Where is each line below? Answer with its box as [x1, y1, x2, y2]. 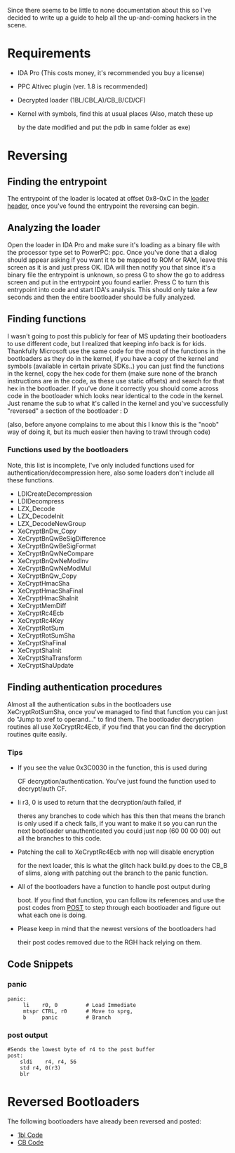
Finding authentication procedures [7, 681, 163, 694]
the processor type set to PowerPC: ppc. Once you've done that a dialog [7, 248, 217, 256]
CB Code [17, 1138, 44, 1147]
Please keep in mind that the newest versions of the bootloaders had [17, 924, 216, 933]
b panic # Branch [22, 1014, 112, 1021]
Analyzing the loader [7, 222, 101, 234]
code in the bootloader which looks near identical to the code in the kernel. [7, 391, 224, 400]
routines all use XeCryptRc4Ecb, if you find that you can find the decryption [7, 723, 226, 731]
